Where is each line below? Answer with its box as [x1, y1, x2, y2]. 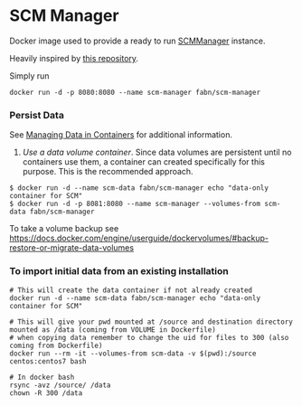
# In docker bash [9, 373, 75, 382]
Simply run [9, 70, 50, 81]
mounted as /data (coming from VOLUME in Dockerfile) [9, 325, 217, 335]
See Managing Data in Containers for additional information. [9, 129, 233, 140]
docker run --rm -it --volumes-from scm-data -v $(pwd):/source [9, 349, 257, 358]
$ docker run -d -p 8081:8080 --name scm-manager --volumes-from [9, 200, 260, 209]
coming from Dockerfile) [9, 341, 103, 350]
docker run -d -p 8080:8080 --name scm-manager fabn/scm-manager [9, 88, 260, 97]
